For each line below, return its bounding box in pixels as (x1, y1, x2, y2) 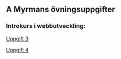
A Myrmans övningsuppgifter (6, 5, 115, 14)
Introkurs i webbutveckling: (6, 22, 86, 30)
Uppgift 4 (6, 46, 29, 53)
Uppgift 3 (6, 35, 29, 42)
